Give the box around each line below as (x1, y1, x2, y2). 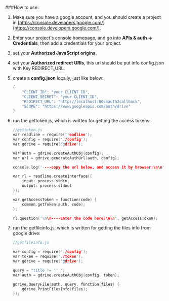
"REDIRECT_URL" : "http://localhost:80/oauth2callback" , (22, 99, 142, 104)
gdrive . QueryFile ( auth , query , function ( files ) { (12, 282, 120, 287)
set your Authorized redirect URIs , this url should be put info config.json (12, 60, 164, 65)
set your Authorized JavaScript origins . (12, 50, 97, 56)
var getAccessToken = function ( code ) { (12, 197, 97, 202)
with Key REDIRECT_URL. (12, 65, 65, 71)
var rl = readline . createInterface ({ (12, 174, 93, 179)
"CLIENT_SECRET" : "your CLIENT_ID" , (22, 94, 99, 99)
